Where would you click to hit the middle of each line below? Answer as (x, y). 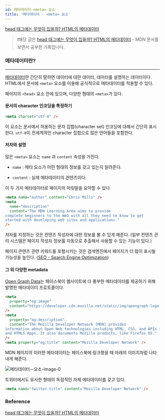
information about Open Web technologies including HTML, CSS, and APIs (81, 329)
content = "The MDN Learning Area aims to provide (60, 211)
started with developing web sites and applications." (62, 220)
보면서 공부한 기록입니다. (41, 47)
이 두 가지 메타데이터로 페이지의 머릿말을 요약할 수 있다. (58, 188)
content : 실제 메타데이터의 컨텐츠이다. (49, 178)
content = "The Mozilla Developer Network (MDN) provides (68, 324)
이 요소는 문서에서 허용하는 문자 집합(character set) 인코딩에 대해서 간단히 (76, 126)
